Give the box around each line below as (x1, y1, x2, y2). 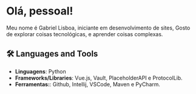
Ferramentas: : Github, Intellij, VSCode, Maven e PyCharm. (14, 80, 161, 88)
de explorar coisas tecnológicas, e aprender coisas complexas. (6, 30, 163, 37)
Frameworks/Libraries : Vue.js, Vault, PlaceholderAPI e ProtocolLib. (14, 74, 183, 81)
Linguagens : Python (14, 67, 66, 75)
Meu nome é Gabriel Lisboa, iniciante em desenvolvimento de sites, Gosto (6, 24, 191, 31)
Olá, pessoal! (6, 4, 74, 18)
